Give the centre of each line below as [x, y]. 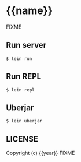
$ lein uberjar [24, 121]
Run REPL [24, 77]
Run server [26, 45]
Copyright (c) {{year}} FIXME [41, 153]
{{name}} [30, 11]
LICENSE [22, 139]
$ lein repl [20, 90]
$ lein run [19, 59]
